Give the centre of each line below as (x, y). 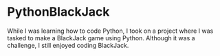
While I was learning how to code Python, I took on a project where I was (110, 31)
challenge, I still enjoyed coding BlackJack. (68, 45)
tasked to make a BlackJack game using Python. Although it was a (101, 38)
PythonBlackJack (58, 12)
